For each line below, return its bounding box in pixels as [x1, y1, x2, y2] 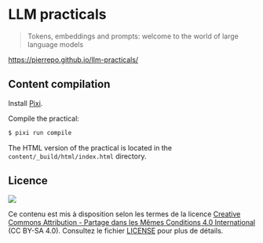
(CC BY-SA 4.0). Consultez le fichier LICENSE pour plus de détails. [8, 226, 224, 236]
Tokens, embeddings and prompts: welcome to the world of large [27, 31, 239, 41]
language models [27, 39, 84, 49]
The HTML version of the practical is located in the [8, 143, 173, 152]
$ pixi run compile [8, 129, 72, 136]
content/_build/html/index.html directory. [8, 151, 147, 161]
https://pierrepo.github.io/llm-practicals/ [8, 55, 139, 64]
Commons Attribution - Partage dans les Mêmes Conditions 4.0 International [8, 218, 256, 227]
